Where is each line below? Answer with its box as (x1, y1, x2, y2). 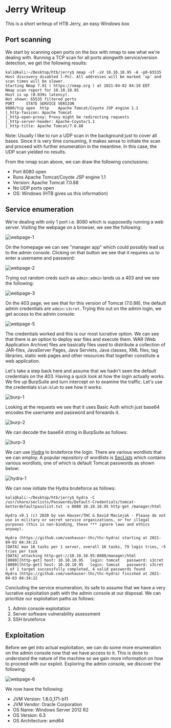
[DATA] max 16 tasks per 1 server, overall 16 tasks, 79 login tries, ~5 (5, 544, 166, 549)
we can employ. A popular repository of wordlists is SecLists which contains (5, 454, 166, 460)
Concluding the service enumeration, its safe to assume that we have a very (5, 584, 165, 590)
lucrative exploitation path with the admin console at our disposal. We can (5, 590, 161, 596)
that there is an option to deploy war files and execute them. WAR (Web (5, 336, 156, 342)
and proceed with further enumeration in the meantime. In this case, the (5, 143, 157, 149)
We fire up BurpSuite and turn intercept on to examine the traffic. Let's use (5, 379, 163, 385)
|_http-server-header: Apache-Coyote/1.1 (5, 119, 95, 124)
